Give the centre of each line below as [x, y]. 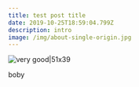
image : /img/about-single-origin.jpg [70, 37]
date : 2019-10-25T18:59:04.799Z [61, 23]
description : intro [40, 30]
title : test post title [47, 15]
